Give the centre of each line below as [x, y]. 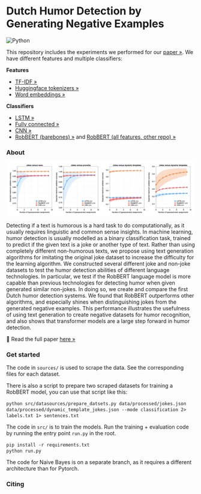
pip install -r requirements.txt [48, 445]
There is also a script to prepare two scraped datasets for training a [89, 386]
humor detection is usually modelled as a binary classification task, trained [98, 238]
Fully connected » [37, 124]
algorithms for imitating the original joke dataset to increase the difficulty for [100, 257]
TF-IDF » [26, 82]
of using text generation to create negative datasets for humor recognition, [98, 315]
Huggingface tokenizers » [47, 88]
